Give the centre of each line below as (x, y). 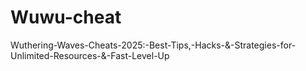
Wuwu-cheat (66, 17)
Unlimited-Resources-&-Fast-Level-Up (90, 55)
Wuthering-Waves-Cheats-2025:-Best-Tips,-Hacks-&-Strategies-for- (153, 45)
